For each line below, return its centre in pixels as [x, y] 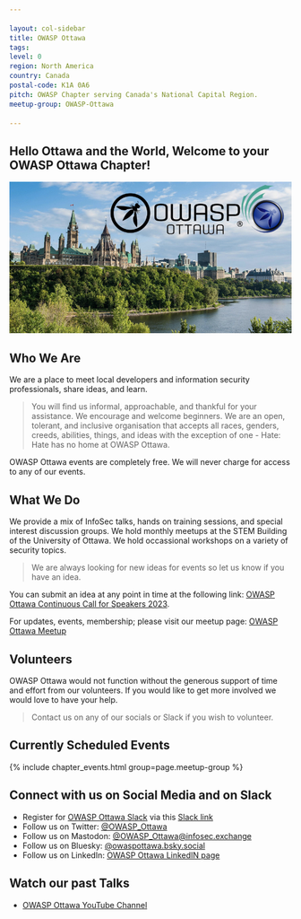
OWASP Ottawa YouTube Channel [85, 905]
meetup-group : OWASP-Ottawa [62, 104]
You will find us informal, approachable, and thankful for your [144, 407]
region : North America [52, 66]
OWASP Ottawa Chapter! [80, 165]
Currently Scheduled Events [90, 745]
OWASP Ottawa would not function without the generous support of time [143, 681]
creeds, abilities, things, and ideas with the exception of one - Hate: [156, 435]
